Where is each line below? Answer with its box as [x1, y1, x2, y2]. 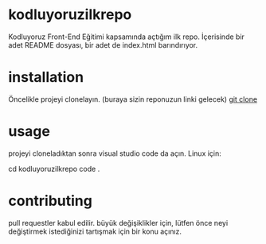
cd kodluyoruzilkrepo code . [8, 164, 100, 173]
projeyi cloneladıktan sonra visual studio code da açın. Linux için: [8, 149, 221, 158]
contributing [8, 192, 93, 210]
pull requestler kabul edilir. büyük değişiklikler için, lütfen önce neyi [8, 218, 229, 227]
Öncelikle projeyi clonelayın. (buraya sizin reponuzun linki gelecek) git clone [8, 94, 257, 104]
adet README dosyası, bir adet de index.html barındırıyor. [8, 40, 198, 49]
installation [8, 68, 84, 87]
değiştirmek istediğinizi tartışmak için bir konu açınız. [8, 227, 182, 236]
